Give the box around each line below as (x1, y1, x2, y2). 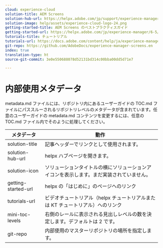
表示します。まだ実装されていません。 (64, 171, 151, 178)
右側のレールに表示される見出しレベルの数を (45, 211, 147, 218)
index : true (5, 48, 29, 53)
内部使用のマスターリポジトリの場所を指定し (45, 227, 147, 234)
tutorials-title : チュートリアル (5, 35, 67, 39)
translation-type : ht (5, 52, 49, 57)
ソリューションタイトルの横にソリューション (45, 164, 147, 171)
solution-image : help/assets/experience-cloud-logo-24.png (5, 20, 127, 26)
